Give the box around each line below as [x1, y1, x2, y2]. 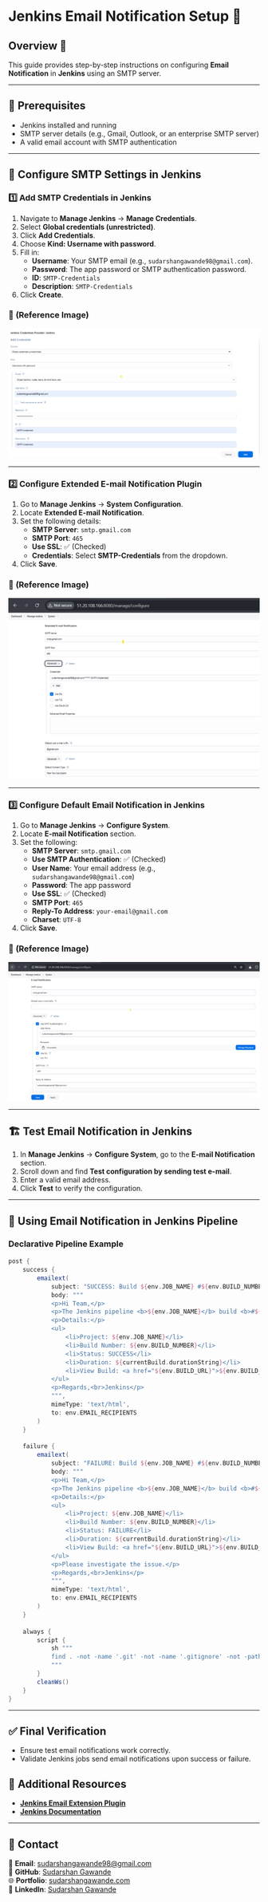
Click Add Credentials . [19, 231, 96, 240]
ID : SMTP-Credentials [31, 273, 101, 282]
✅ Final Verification [8, 1724, 107, 1738]
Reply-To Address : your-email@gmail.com [31, 906, 168, 916]
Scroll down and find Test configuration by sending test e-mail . [19, 1166, 232, 1176]
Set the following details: [19, 516, 101, 526]
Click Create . [19, 290, 64, 299]
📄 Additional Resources [8, 1777, 127, 1790]
